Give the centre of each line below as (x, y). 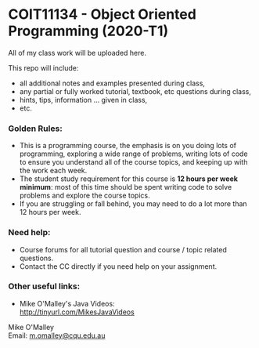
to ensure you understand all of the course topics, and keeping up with (133, 162)
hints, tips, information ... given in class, (83, 100)
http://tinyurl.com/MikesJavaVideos (77, 312)
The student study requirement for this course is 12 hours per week (129, 179)
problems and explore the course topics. (85, 196)
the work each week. (53, 171)
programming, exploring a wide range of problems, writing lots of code (133, 154)
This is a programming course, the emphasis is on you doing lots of (128, 146)
